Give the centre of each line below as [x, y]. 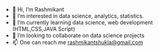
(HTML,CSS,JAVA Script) [43, 29]
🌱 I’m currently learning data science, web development [82, 22]
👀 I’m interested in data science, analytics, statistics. [78, 16]
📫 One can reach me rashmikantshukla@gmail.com [78, 42]
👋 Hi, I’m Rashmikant [38, 9]
